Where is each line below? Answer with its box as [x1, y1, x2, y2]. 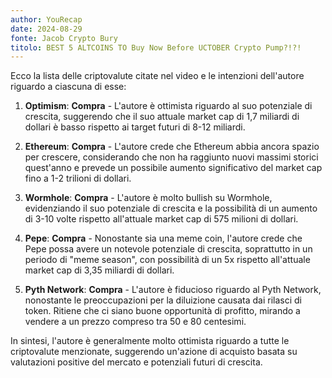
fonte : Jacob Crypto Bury [10, 33, 118, 43]
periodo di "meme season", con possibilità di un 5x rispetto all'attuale [24, 254, 311, 266]
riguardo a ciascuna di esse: [10, 81, 127, 93]
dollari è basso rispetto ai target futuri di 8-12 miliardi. [24, 121, 246, 133]
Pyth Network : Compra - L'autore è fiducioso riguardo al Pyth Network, [24, 284, 322, 296]
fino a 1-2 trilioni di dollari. [24, 172, 132, 185]
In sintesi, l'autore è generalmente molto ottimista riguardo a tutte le [10, 335, 290, 347]
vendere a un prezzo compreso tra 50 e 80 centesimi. [24, 316, 247, 328]
